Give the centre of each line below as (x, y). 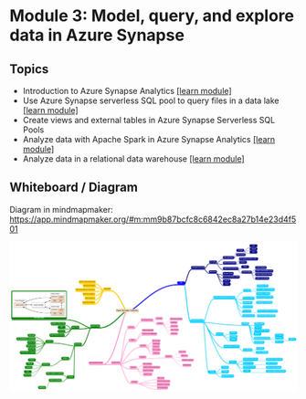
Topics (29, 69)
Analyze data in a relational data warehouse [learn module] (133, 159)
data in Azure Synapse (97, 35)
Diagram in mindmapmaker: (62, 209)
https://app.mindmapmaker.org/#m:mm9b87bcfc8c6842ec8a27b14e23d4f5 (153, 219)
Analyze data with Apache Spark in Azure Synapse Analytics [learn (149, 139)
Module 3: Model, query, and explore (152, 16)
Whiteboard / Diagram (74, 188)
